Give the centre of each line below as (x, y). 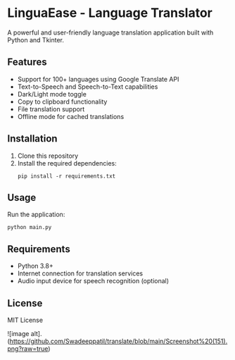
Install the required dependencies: (67, 163)
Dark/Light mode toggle (52, 94)
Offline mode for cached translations (71, 116)
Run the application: (36, 215)
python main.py (30, 228)
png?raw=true (28, 349)
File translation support (51, 109)
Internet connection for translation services (80, 273)
